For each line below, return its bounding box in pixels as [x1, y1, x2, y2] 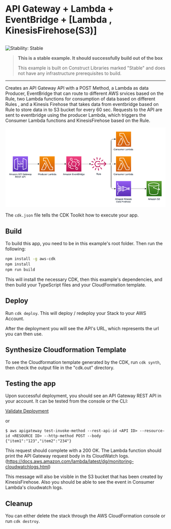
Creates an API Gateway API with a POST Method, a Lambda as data [5, 85, 149, 91]
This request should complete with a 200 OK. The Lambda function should [5, 447, 162, 454]
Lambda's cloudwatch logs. [5, 485, 63, 491]
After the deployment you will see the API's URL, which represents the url [5, 325, 159, 331]
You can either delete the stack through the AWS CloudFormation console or [5, 513, 166, 519]
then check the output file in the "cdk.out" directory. [5, 364, 115, 371]
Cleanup [5, 499, 33, 508]
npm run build [5, 267, 36, 273]
